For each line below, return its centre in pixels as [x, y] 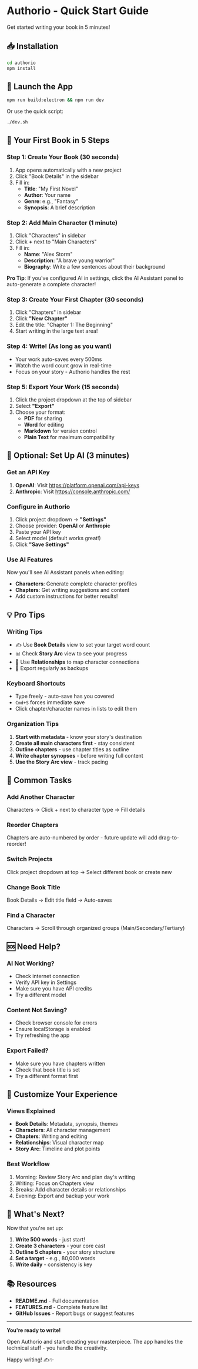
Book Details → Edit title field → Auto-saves [59, 900]
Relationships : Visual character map [59, 1143]
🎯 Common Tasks [39, 780]
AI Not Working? [31, 963]
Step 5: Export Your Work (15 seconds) [63, 387]
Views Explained [31, 1111]
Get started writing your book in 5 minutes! [58, 27]
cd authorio [21, 63]
